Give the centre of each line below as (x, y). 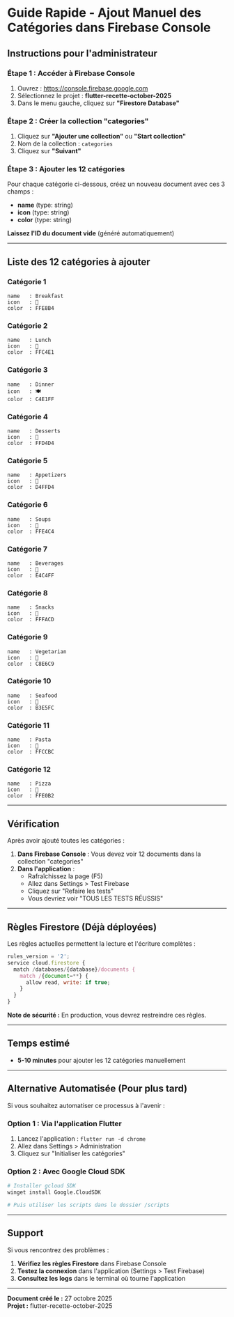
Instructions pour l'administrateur (83, 53)
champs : (21, 192)
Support (25, 1233)
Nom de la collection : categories (65, 143)
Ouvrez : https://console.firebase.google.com (83, 88)
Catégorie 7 (27, 549)
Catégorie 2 (28, 326)
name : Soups (29, 519)
